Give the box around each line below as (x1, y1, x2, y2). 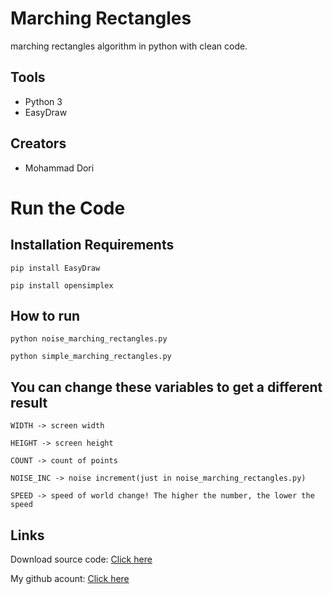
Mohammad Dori (24, 162, 95, 174)
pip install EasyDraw (10, 263, 101, 273)
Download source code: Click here (10, 553, 153, 565)
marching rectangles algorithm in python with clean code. (10, 40, 248, 52)
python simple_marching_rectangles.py (10, 352, 172, 362)
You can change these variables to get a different (10, 378, 323, 396)
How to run (10, 307, 81, 324)
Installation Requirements (10, 237, 175, 254)
